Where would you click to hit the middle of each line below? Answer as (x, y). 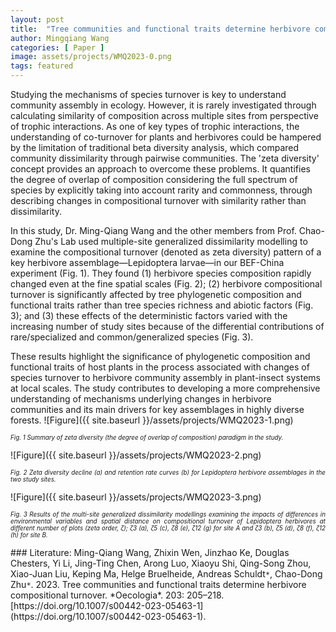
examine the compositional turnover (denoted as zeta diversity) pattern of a (166, 252)
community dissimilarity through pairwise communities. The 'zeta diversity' (165, 158)
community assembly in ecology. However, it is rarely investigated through (163, 105)
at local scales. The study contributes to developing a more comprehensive (165, 388)
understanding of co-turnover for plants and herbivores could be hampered (166, 137)
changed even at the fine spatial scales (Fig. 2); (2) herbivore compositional (166, 284)
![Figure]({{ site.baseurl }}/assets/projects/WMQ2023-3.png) (136, 497)
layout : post (37, 19)
